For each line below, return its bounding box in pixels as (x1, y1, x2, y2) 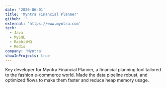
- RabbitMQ (9, 40, 32, 44)
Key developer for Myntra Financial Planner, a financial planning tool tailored (5, 67, 162, 73)
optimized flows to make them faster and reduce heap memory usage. (5, 77, 149, 83)
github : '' (5, 16, 28, 21)
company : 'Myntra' (5, 48, 43, 53)
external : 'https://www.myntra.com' (5, 21, 81, 26)
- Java (9, 30, 23, 35)
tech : (5, 26, 16, 31)
